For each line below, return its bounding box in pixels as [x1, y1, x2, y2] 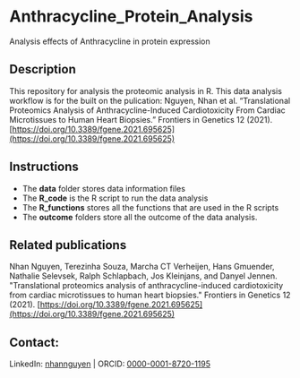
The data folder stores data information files [21, 183, 186, 193]
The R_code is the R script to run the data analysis [21, 193, 209, 203]
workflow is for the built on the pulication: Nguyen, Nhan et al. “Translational [9, 95, 291, 106]
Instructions [9, 159, 79, 175]
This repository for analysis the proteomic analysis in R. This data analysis [9, 85, 282, 96]
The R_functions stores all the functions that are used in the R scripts [21, 202, 279, 212]
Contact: [9, 334, 60, 350]
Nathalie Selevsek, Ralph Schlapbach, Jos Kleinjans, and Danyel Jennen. [9, 271, 278, 281]
